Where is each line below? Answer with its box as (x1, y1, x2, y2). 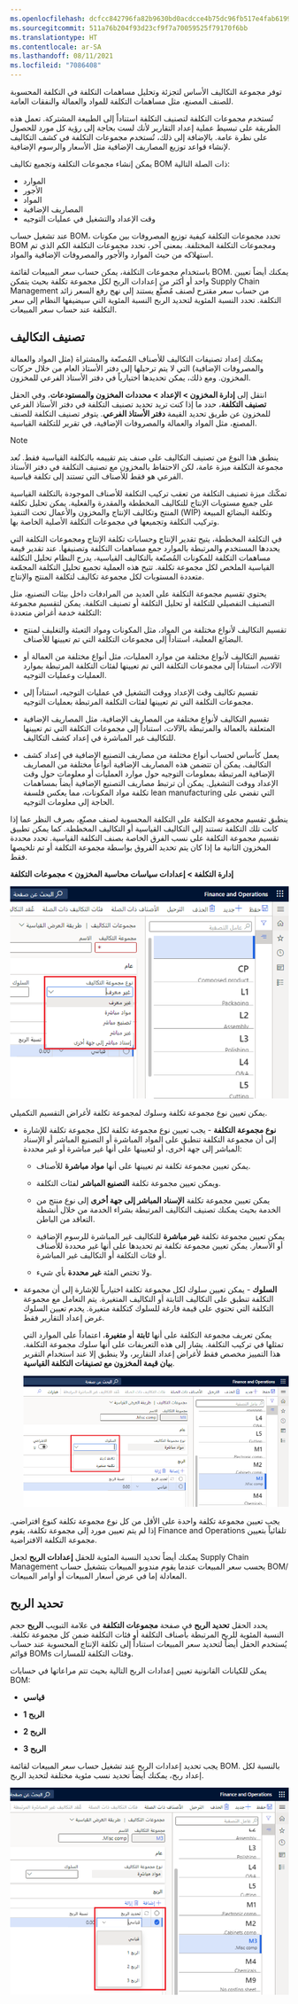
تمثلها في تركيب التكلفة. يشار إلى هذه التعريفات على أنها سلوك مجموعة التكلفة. (22, 1339, 284, 1350)
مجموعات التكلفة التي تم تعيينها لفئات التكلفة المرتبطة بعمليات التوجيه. (22, 696, 255, 706)
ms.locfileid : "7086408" (10, 61, 102, 70)
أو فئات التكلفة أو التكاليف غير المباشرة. (35, 1250, 167, 1260)
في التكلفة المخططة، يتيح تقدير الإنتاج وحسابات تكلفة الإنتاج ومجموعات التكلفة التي (10, 533, 282, 544)
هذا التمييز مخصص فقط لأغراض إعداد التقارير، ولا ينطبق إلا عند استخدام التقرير (22, 1348, 281, 1360)
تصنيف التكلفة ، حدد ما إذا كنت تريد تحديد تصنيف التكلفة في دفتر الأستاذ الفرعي (10, 399, 267, 409)
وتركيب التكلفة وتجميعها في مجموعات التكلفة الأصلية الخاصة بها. (10, 516, 220, 526)
